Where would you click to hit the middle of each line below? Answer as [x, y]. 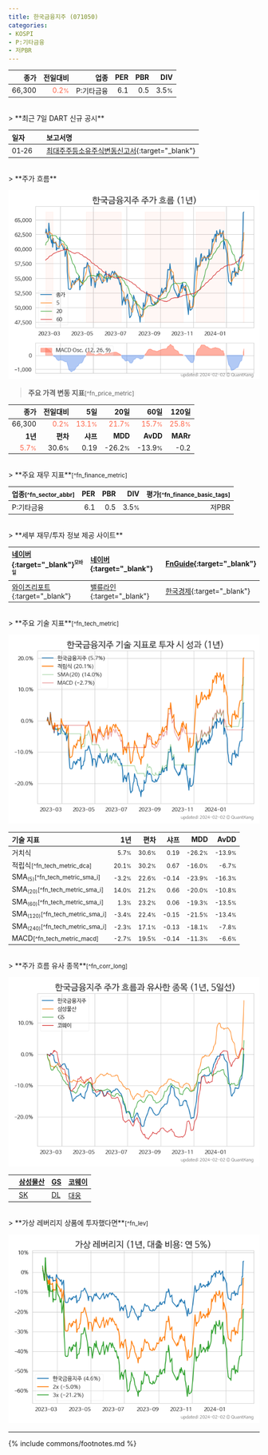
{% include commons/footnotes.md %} [73, 1444]
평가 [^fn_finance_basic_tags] [189, 494]
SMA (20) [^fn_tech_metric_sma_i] [57, 890]
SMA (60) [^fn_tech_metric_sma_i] [57, 902]
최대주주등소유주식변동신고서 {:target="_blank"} [121, 151]
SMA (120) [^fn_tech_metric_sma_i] [59, 914]
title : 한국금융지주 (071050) [53, 17]
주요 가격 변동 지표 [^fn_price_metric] [81, 392]
